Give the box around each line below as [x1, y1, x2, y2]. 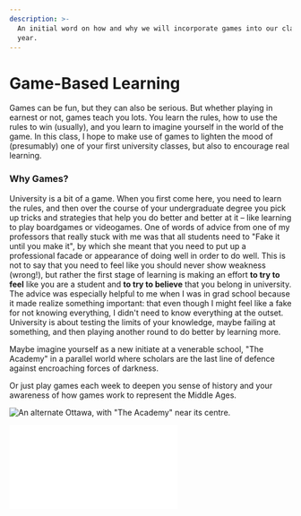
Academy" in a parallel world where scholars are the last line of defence [9, 353, 275, 364]
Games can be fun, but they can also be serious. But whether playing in [9, 103, 273, 114]
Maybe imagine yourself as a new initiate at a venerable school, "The [9, 343, 264, 354]
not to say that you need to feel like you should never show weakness [9, 260, 266, 271]
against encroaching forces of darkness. [9, 363, 159, 374]
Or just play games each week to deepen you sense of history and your [9, 380, 273, 391]
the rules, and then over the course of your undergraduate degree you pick [9, 202, 287, 213]
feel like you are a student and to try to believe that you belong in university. [9, 279, 292, 289]
